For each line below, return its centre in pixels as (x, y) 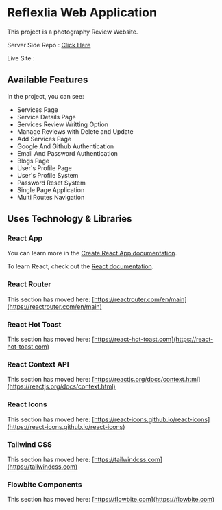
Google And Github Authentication (65, 146)
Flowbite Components (45, 484)
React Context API (38, 364)
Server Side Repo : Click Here (49, 45)
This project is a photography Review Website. (73, 32)
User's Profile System (48, 175)
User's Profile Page (44, 168)
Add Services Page (44, 139)
